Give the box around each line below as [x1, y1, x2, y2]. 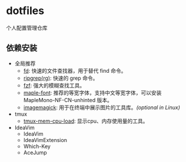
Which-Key [23, 143, 51, 150]
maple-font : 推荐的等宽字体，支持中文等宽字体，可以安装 [23, 89, 162, 96]
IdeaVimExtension [23, 136, 68, 143]
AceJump [23, 148, 47, 156]
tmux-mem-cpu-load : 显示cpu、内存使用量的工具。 [23, 117, 148, 124]
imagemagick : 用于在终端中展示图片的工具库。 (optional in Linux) [23, 104, 181, 111]
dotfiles [6, 4, 45, 18]
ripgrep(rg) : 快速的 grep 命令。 [23, 75, 98, 82]
